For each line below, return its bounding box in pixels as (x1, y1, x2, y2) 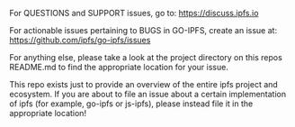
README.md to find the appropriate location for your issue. (9, 62, 229, 72)
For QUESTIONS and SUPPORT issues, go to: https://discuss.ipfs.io (9, 8, 259, 18)
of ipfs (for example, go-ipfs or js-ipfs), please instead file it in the (9, 98, 254, 109)
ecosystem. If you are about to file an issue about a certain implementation (9, 89, 287, 99)
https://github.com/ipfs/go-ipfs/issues (9, 35, 151, 45)
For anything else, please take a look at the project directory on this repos (9, 52, 283, 62)
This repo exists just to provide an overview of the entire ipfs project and (9, 79, 279, 89)
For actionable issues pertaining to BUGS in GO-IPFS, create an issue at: (9, 25, 277, 35)
